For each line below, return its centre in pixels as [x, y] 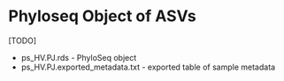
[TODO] [23, 40]
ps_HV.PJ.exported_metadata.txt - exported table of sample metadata [148, 67]
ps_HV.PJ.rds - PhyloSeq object [79, 57]
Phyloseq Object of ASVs [102, 16]
